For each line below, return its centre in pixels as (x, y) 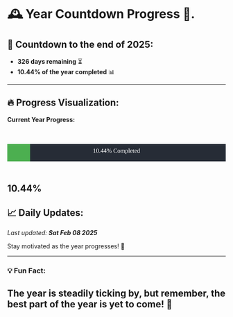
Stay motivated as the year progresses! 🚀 (66, 246)
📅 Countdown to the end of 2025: (80, 44)
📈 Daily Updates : (45, 213)
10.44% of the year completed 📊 (66, 72)
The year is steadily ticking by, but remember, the (116, 293)
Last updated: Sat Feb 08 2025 (52, 233)
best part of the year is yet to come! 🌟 (90, 304)
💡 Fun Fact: (27, 271)
